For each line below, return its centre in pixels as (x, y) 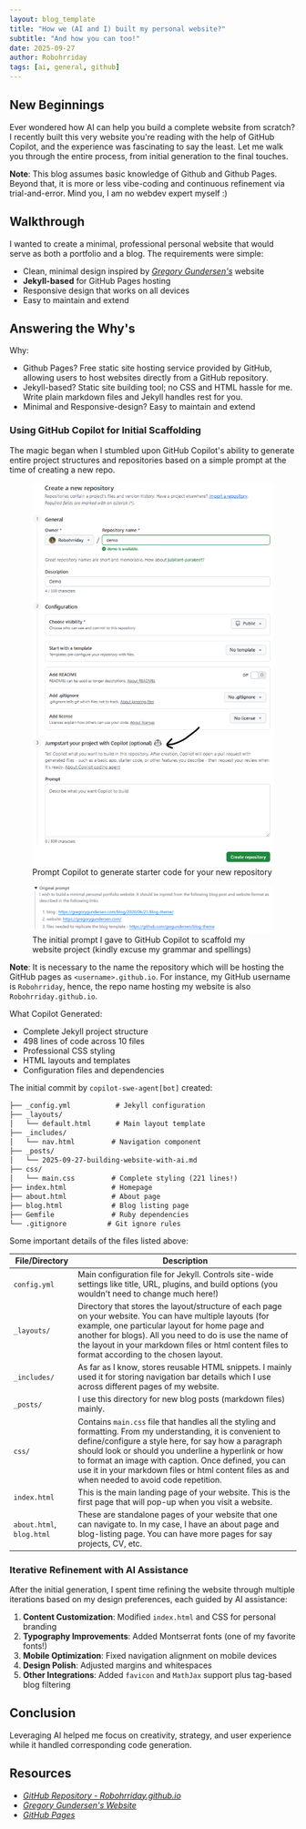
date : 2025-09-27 (42, 48)
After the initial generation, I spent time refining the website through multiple (153, 1590)
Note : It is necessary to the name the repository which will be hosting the (147, 967)
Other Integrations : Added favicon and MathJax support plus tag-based (157, 1674)
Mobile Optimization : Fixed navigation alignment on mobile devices (150, 1655)
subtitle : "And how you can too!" (75, 38)
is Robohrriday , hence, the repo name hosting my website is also (130, 986)
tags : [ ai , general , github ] (65, 67)
